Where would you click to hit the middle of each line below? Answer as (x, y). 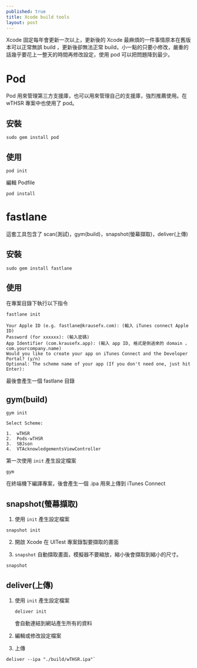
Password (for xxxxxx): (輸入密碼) (48, 337)
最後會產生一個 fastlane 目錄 (41, 381)
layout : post (22, 22)
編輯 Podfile (21, 182)
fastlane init (24, 314)
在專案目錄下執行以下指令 (37, 303)
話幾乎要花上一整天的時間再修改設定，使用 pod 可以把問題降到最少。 (90, 55)
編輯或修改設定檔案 (38, 636)
